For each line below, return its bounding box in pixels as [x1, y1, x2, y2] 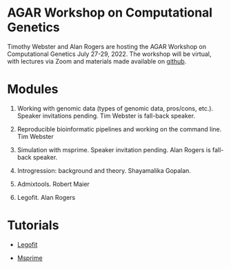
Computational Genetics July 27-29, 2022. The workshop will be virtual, [7, 50, 212, 58]
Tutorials [7, 218, 59, 233]
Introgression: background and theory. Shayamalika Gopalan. [17, 166, 192, 174]
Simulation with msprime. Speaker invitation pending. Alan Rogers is [17, 145, 212, 154]
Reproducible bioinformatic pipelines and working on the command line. [17, 124, 222, 133]
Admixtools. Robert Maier [17, 180, 90, 188]
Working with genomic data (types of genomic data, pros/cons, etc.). [17, 104, 214, 112]
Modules [7, 82, 59, 98]
